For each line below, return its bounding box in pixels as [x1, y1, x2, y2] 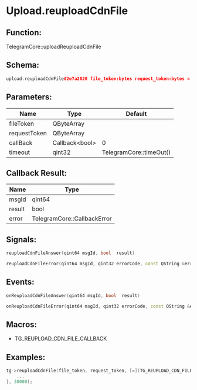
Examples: [6, 352, 46, 362]
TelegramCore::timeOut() [101, 148, 171, 156]
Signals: [6, 234, 37, 245]
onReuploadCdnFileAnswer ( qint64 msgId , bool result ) [6, 292, 141, 298]
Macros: [6, 319, 37, 329]
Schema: [6, 60, 40, 70]
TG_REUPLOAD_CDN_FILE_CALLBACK [14, 335, 107, 342]
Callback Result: [6, 168, 67, 178]
